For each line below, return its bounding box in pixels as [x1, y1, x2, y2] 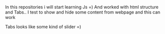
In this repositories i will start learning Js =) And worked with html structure [5, 4, 159, 10]
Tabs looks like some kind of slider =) [5, 24, 82, 30]
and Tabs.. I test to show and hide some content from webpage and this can [5, 9, 161, 15]
